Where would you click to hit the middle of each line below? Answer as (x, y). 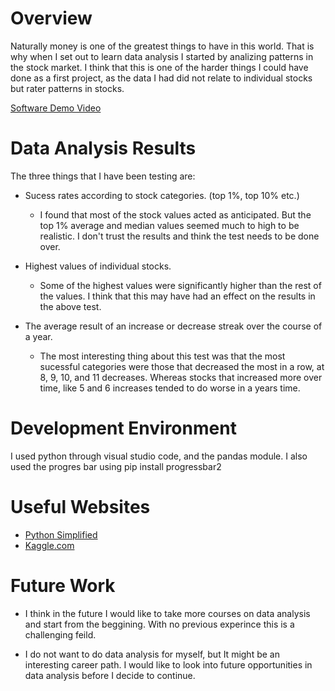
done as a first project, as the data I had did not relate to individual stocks (161, 78)
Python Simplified (61, 534)
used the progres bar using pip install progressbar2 (116, 466)
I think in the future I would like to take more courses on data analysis (167, 613)
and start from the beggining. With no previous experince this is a (159, 624)
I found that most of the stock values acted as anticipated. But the (175, 214)
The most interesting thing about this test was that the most (162, 356)
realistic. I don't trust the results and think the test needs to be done (179, 236)
